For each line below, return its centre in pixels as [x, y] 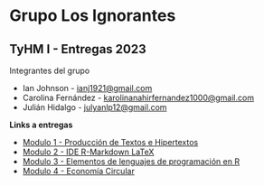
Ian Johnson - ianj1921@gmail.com [87, 88]
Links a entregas [41, 125]
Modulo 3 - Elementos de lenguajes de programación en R [131, 162]
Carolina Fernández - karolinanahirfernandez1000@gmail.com [138, 97]
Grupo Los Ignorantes [93, 16]
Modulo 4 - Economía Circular [79, 171]
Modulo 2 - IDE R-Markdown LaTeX [88, 152]
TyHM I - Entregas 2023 [78, 49]
